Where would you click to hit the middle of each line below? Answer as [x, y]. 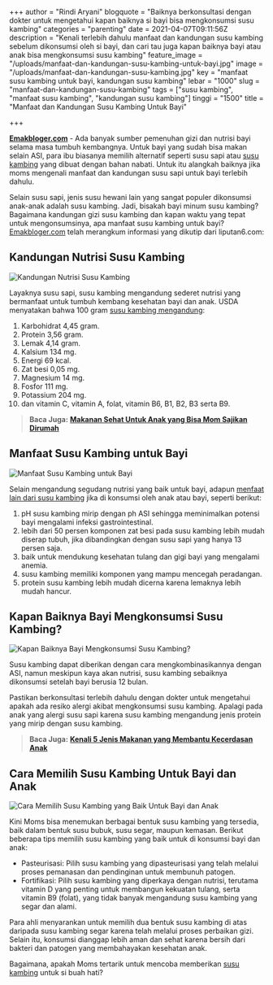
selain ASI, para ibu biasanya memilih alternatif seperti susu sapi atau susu [134, 155]
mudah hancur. [46, 591]
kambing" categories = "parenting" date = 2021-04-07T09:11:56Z [119, 29]
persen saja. [42, 547]
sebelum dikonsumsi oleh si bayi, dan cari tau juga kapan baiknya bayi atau [135, 46]
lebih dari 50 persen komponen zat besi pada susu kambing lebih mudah [143, 530]
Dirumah [44, 428]
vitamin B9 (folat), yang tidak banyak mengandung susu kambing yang [139, 898]
